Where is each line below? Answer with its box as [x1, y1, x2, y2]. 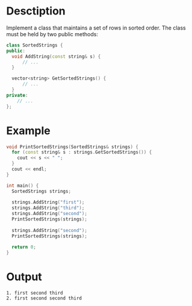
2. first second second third [6, 295, 82, 302]
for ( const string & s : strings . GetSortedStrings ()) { [11, 149, 152, 155]
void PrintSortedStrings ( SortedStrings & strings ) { [6, 143, 138, 150]
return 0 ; [11, 244, 36, 251]
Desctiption [6, 4, 66, 18]
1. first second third [6, 290, 63, 296]
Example [6, 123, 51, 137]
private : [6, 92, 28, 98]
